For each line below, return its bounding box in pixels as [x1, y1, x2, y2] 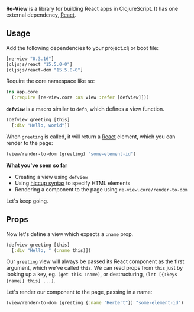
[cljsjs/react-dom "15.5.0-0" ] [6, 67, 83, 73]
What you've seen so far [6, 162, 68, 169]
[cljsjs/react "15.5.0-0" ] [6, 61, 73, 67]
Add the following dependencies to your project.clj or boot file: [6, 44, 159, 51]
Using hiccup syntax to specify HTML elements [14, 179, 131, 187]
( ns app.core [6, 89, 38, 95]
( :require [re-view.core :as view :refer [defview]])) [11, 94, 150, 100]
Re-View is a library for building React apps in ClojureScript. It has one [6, 5, 179, 12]
